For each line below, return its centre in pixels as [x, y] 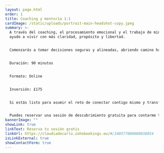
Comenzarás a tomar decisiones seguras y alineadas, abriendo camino [82, 50]
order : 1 [14, 14]
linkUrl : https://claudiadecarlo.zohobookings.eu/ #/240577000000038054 [79, 133]
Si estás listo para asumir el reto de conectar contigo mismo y [77, 102]
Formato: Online [26, 76]
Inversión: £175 [26, 89]
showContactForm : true [28, 143]
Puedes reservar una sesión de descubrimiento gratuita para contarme [83, 115]
